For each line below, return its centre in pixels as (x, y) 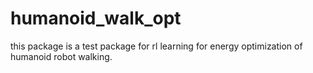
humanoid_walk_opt (96, 18)
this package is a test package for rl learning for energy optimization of (156, 46)
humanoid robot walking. (61, 56)
